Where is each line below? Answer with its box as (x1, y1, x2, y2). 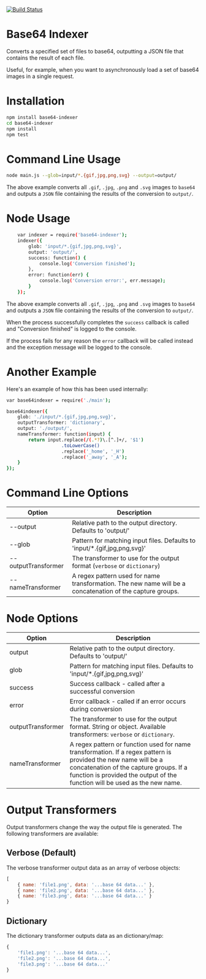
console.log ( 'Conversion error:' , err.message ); (39, 278, 166, 284)
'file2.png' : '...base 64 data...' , (17, 955, 112, 961)
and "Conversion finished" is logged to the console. (6, 325, 137, 332)
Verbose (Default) (6, 848, 77, 858)
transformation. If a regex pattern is (69, 748, 172, 757)
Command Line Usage (6, 152, 121, 166)
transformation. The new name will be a (72, 579, 186, 588)
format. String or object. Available (69, 722, 166, 731)
